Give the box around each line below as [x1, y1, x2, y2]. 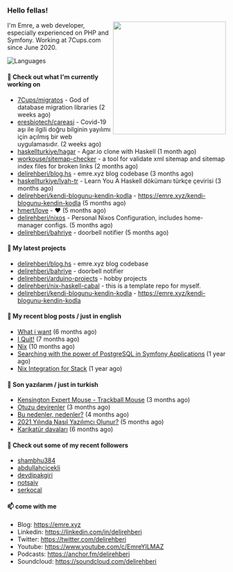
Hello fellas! [7, 6, 49, 15]
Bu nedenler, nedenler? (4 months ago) [17, 410, 130, 419]
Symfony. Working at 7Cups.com [7, 36, 101, 44]
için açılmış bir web [17, 132, 73, 141]
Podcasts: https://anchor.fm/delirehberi [17, 550, 130, 558]
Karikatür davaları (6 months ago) [17, 425, 113, 433]
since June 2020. [7, 44, 58, 52]
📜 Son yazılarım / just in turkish [7, 380, 98, 388]
